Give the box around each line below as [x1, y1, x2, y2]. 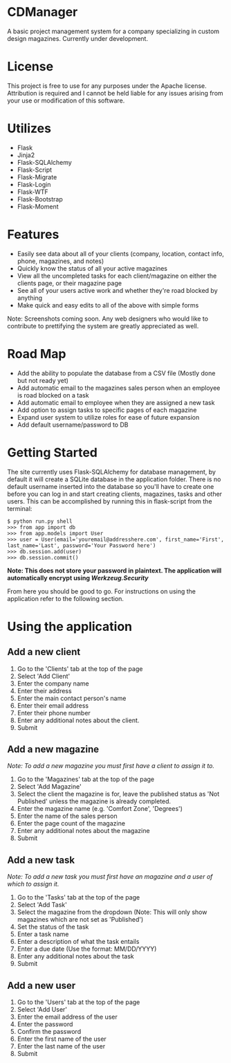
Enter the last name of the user [17, 1042, 106, 1051]
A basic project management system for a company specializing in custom [7, 27, 220, 35]
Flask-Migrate [17, 172, 57, 181]
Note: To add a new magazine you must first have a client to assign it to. [7, 762, 215, 770]
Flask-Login [17, 180, 51, 188]
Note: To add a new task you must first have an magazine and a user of [7, 873, 213, 881]
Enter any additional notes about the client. [17, 716, 140, 724]
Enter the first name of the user [17, 1035, 107, 1043]
